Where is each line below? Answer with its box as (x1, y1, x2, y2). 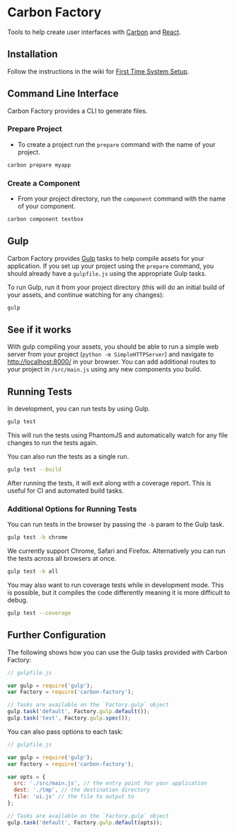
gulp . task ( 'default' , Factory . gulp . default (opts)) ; (7, 819, 163, 826)
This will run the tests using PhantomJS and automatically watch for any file (7, 431, 228, 440)
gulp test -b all (7, 568, 59, 575)
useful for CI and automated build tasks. (7, 486, 124, 495)
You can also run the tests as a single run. (7, 452, 129, 461)
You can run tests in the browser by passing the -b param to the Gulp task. (7, 520, 225, 529)
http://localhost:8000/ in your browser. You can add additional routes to (7, 357, 216, 366)
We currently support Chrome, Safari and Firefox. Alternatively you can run (7, 547, 226, 555)
